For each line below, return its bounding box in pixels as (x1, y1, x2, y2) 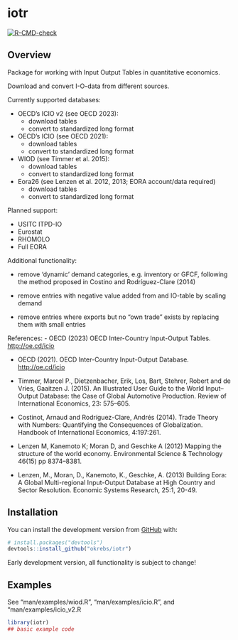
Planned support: (7, 206, 58, 215)
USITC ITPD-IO (17, 219, 63, 228)
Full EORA (17, 242, 48, 251)
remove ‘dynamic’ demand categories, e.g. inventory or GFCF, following (17, 270, 228, 278)
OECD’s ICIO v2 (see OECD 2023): (17, 109, 119, 118)
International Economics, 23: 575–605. (17, 399, 131, 408)
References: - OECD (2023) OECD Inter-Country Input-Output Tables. (7, 334, 211, 342)
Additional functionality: (7, 256, 77, 264)
